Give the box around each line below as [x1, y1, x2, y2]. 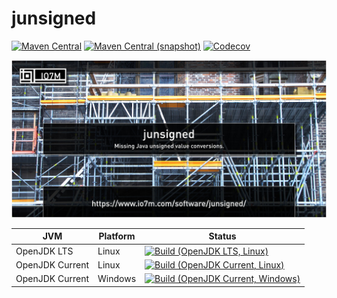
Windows [97, 273, 137, 285]
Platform [98, 230, 136, 242]
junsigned [11, 7, 97, 30]
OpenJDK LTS [15, 245, 74, 257]
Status [208, 230, 237, 242]
